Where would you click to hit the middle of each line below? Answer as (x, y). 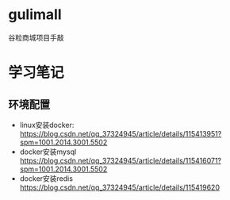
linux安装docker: (47, 125)
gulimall (35, 15)
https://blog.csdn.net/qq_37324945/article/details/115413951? (121, 133)
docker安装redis (46, 178)
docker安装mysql (48, 152)
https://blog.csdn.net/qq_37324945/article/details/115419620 (120, 187)
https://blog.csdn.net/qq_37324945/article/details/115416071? (121, 160)
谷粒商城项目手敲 (36, 37)
